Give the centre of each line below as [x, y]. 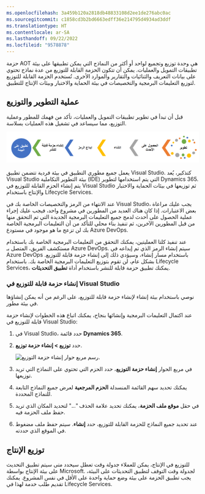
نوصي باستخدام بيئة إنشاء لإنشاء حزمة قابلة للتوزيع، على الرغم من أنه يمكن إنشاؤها [100, 297]
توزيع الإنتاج [25, 450]
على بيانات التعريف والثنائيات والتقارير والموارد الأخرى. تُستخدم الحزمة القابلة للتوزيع [101, 76]
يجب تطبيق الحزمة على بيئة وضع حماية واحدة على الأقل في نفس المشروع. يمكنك [99, 477]
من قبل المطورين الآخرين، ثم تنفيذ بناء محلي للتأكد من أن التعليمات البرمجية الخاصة [101, 224]
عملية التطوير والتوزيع [43, 102]
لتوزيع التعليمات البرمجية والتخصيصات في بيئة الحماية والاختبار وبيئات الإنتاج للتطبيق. [101, 83]
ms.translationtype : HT [37, 26]
